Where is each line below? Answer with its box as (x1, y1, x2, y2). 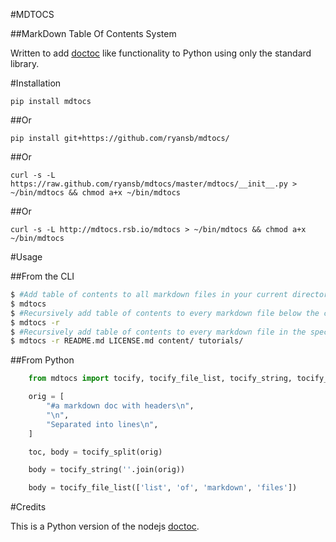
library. (10, 58, 40, 69)
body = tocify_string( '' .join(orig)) (28, 465, 186, 475)
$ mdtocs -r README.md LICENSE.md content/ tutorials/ (10, 336, 244, 346)
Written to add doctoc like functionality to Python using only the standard (10, 47, 312, 59)
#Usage (10, 251, 43, 263)
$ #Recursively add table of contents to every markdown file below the (10, 308, 320, 318)
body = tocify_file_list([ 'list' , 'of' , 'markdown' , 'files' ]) (28, 483, 298, 493)
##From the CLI (10, 270, 75, 282)
